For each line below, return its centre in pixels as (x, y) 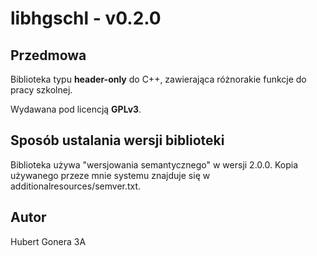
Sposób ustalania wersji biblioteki (117, 140)
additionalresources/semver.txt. (76, 186)
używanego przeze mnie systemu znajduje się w (110, 175)
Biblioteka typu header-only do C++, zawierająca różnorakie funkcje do (158, 79)
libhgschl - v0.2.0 (86, 18)
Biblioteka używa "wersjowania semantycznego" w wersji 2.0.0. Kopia (154, 164)
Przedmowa (48, 55)
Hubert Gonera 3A (48, 241)
